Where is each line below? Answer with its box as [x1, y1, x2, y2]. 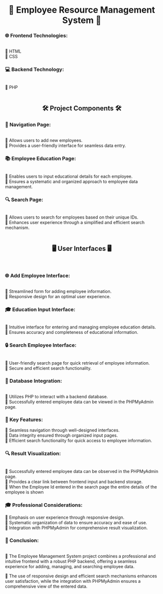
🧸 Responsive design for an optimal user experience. [5, 294, 111, 300]
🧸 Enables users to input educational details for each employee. [5, 173, 133, 179]
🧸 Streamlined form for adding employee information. [5, 288, 112, 294]
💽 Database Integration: [5, 377, 62, 384]
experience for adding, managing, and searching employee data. [5, 564, 135, 570]
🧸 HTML [5, 48, 22, 54]
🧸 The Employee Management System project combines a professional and [5, 553, 156, 559]
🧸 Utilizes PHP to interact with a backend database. [5, 394, 108, 400]
